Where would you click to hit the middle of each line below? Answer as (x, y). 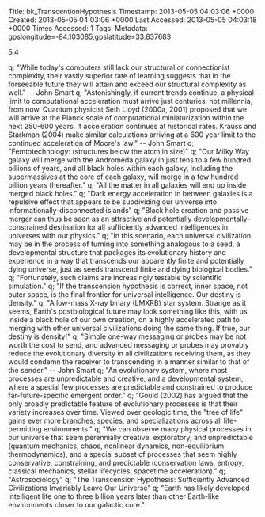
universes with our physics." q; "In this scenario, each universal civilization (130, 236)
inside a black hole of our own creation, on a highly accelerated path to (124, 319)
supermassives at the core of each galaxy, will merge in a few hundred (123, 177)
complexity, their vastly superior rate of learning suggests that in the (119, 76)
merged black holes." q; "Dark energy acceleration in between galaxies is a (131, 194)
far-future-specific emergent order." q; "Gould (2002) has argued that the (128, 395)
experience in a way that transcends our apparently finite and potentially (126, 261)
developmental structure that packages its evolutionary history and (117, 252)
